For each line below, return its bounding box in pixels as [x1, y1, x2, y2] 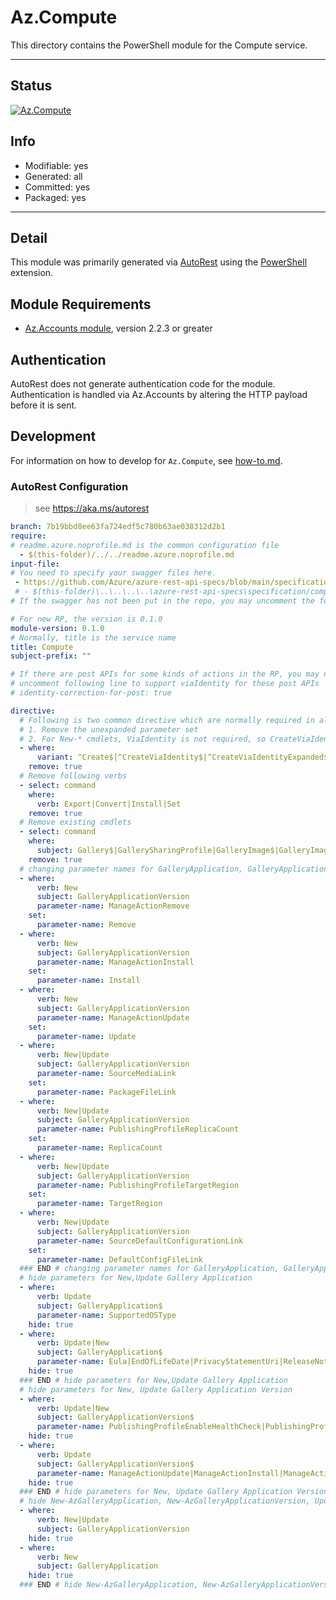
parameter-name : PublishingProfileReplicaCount [36, 1124, 240, 1135]
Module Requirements [10, 296, 152, 313]
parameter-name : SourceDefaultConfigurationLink [36, 1236, 244, 1246]
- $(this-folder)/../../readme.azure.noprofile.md [19, 549, 235, 560]
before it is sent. [10, 399, 78, 411]
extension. [10, 267, 54, 279]
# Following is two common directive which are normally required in [19, 715, 315, 725]
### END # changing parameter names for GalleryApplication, [19, 1264, 280, 1274]
